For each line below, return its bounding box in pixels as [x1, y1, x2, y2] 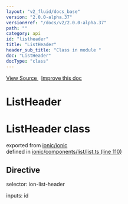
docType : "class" [6, 58, 49, 64]
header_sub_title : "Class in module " [6, 47, 101, 53]
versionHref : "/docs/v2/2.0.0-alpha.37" [6, 20, 107, 25]
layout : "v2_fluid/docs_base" [6, 8, 81, 15]
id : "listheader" [6, 36, 49, 42]
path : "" [6, 25, 28, 31]
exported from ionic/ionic [6, 141, 68, 148]
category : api [6, 31, 41, 37]
